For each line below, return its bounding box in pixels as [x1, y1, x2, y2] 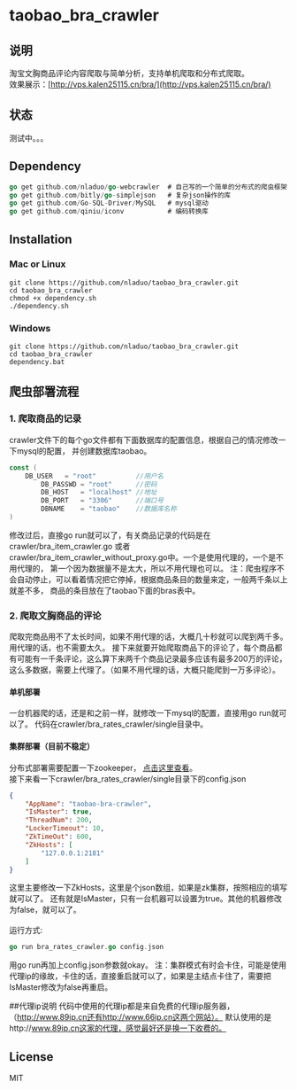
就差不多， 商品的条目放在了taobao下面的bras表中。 [9, 585, 201, 596]
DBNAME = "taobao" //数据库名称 [41, 504, 177, 514]
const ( [9, 463, 38, 472]
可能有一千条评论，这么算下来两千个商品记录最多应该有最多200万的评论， [16, 653, 287, 665]
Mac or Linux [9, 258, 66, 270]
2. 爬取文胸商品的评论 [9, 609, 102, 621]
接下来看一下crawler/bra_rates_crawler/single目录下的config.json [9, 773, 247, 784]
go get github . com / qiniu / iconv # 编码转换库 [9, 207, 209, 216]
